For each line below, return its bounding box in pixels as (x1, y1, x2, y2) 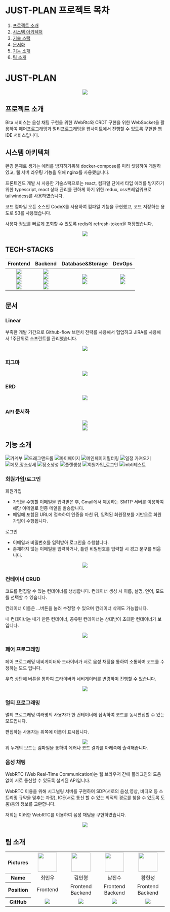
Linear (5, 317, 21, 324)
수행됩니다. (26, 518, 48, 524)
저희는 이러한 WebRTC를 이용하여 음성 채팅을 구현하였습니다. (5, 812, 126, 818)
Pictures (8, 859, 29, 866)
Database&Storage (61, 260, 108, 267)
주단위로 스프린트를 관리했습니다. (12, 336, 77, 341)
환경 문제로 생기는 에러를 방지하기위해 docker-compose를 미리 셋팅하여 (5, 163, 148, 169)
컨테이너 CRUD (5, 575, 40, 583)
